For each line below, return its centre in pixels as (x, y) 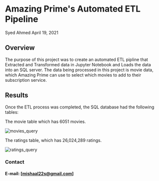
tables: (12, 112)
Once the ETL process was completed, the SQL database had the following (80, 107)
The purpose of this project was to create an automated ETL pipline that (77, 60)
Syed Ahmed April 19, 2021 (32, 32)
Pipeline (22, 19)
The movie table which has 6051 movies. (45, 121)
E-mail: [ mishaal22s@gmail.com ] (39, 174)
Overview (20, 48)
